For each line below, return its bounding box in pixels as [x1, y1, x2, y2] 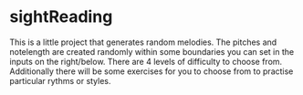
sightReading [9, 6, 113, 27]
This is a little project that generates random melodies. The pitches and [9, 37, 277, 47]
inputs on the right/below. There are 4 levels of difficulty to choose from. [9, 56, 283, 67]
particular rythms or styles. [9, 75, 111, 86]
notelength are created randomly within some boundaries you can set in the [9, 46, 295, 57]
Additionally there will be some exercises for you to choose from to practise [9, 66, 294, 77]
